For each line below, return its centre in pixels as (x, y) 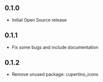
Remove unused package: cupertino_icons (55, 74)
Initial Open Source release (39, 20)
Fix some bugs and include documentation (55, 47)
